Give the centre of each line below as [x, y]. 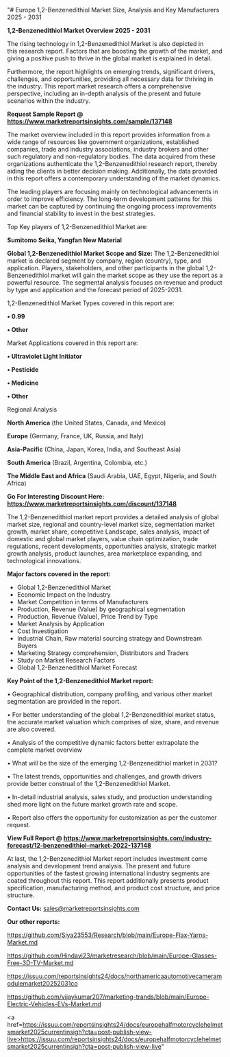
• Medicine [23, 383]
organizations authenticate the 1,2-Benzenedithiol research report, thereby [112, 164]
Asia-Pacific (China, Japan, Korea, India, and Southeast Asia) [94, 449]
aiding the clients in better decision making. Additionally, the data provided [112, 171]
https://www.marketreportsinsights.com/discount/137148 [92, 504]
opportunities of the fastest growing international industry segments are [108, 873]
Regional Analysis [32, 409]
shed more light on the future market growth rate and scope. [92, 804]
